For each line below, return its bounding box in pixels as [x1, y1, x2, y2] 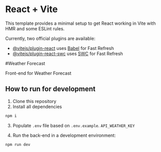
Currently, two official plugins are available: [5, 35, 96, 41]
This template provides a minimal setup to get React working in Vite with [5, 20, 156, 26]
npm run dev [5, 142, 30, 147]
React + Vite [5, 4, 58, 15]
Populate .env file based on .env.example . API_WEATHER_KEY [12, 122, 135, 128]
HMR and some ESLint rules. [5, 25, 65, 31]
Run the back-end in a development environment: [12, 132, 116, 138]
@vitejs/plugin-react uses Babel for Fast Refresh [12, 45, 114, 51]
